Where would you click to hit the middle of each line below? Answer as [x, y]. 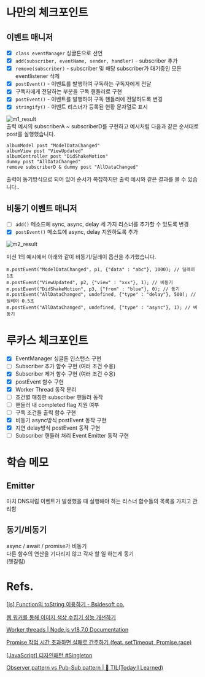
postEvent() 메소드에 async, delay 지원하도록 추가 [76, 232]
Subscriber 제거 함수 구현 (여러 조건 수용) [65, 374]
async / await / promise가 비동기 [47, 546]
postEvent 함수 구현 [40, 382]
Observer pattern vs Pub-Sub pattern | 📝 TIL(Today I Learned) [85, 667]
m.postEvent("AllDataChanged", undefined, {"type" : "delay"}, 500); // [101, 295]
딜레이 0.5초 [21, 301]
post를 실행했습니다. [31, 134]
